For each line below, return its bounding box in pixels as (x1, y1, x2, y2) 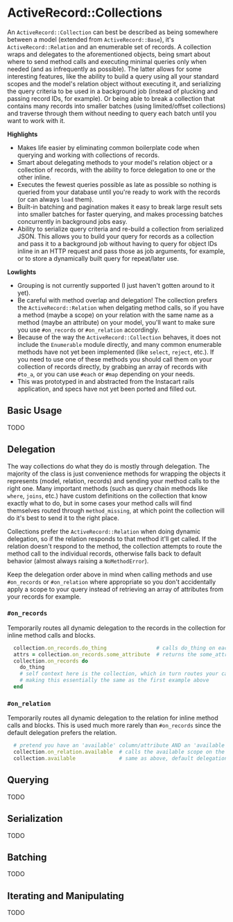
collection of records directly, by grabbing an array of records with (17, 362, 208, 371)
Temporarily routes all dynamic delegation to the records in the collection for (7, 624, 226, 632)
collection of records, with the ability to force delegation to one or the (17, 165, 216, 174)
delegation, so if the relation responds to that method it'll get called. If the (7, 534, 217, 543)
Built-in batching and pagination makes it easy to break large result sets (17, 202, 223, 211)
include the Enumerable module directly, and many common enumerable (17, 340, 222, 348)
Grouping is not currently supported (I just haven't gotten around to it (17, 281, 215, 289)
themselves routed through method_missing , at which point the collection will (7, 506, 225, 515)
